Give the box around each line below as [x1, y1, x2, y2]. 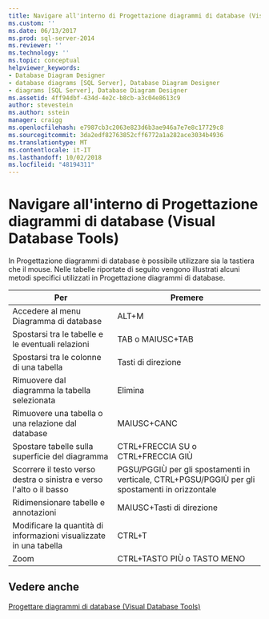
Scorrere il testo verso [12, 464, 96, 475]
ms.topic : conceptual [8, 57, 81, 65]
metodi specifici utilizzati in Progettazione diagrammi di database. [8, 273, 226, 283]
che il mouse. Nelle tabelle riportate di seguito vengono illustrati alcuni [8, 265, 240, 274]
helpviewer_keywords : [8, 64, 81, 72]
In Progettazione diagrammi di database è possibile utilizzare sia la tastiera [8, 256, 255, 265]
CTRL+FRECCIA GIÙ [117, 451, 194, 462]
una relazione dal [12, 418, 78, 429]
